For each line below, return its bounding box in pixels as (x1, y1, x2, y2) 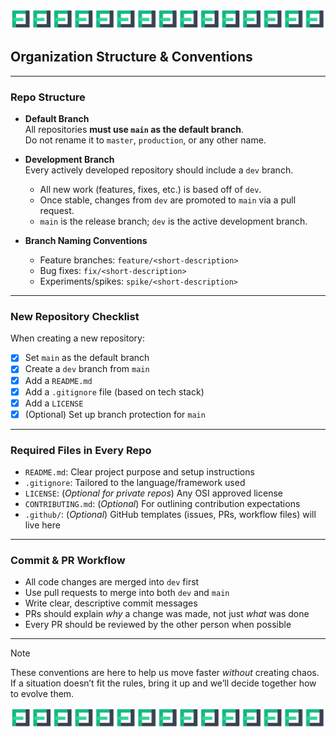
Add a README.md (24, 374, 93, 386)
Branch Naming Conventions (24, 235, 148, 247)
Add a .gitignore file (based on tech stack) (24, 385, 205, 398)
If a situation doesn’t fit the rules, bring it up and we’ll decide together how (10, 677, 317, 689)
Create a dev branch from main (24, 363, 150, 375)
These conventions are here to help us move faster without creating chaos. (10, 667, 320, 679)
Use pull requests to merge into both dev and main (24, 587, 230, 599)
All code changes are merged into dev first (24, 576, 200, 588)
